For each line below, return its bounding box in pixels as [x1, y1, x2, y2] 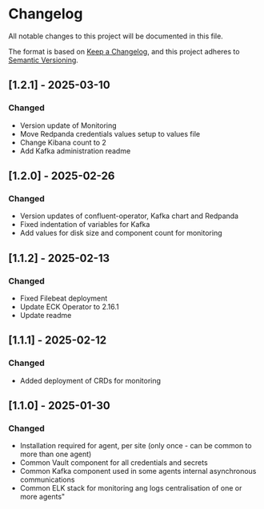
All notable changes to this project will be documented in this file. [8, 31, 224, 41]
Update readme [19, 311, 72, 320]
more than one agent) [19, 449, 92, 459]
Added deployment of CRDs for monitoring [19, 376, 162, 385]
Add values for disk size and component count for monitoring [19, 229, 222, 238]
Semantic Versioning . [8, 55, 78, 65]
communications [19, 475, 75, 484]
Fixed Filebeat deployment [19, 293, 108, 303]
